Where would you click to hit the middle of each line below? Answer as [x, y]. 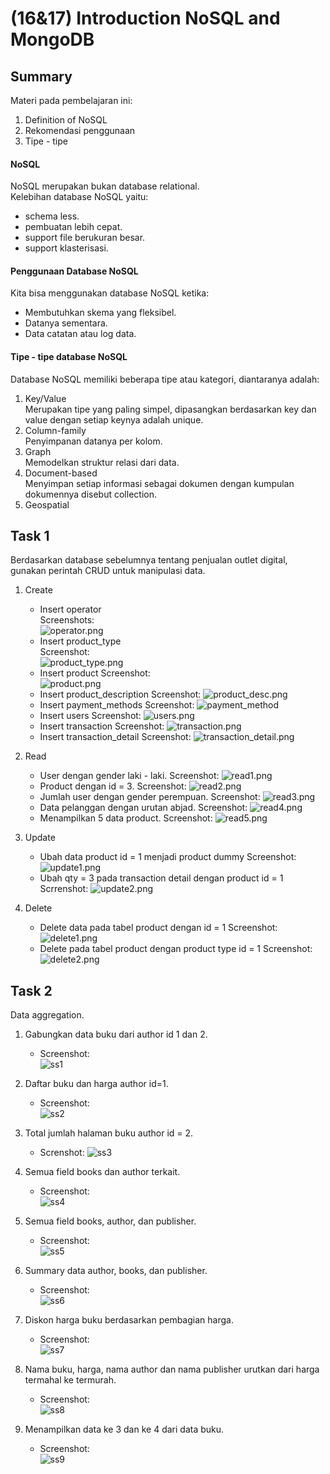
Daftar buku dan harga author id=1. [96, 1084]
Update [40, 838]
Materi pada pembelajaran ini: [71, 100]
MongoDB [52, 39]
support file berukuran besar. [85, 238]
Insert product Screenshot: [95, 673]
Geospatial [47, 504]
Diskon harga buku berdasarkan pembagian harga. [129, 1320]
